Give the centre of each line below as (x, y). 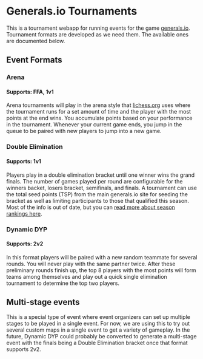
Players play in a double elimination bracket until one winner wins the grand (101, 175)
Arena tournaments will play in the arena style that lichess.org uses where (98, 105)
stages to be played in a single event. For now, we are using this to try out (98, 323)
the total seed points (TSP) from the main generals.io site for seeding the (97, 194)
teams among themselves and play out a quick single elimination (87, 276)
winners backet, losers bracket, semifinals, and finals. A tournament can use (101, 188)
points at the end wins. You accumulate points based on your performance (99, 118)
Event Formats (34, 60)
